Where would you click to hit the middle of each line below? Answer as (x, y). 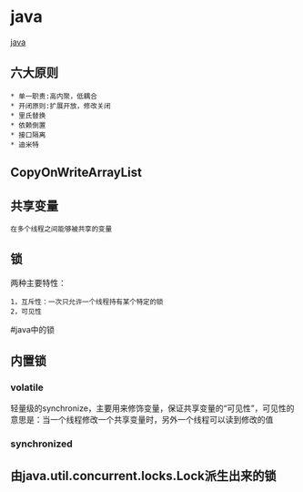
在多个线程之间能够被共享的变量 (61, 229)
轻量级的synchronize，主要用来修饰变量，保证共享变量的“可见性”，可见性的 (152, 408)
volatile (27, 387)
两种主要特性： (38, 282)
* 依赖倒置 (28, 125)
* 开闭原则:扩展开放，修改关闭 (61, 106)
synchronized (42, 444)
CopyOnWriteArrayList (76, 173)
